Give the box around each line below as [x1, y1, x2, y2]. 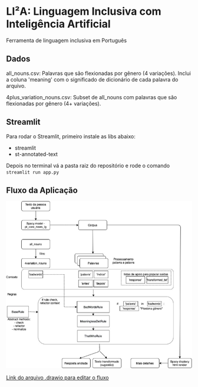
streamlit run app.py [6, 169, 60, 175]
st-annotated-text [14, 150, 58, 158]
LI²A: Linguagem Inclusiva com [6, 5, 161, 18]
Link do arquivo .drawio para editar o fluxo [6, 374, 109, 381]
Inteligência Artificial [6, 17, 111, 31]
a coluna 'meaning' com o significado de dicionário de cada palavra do [6, 76, 179, 83]
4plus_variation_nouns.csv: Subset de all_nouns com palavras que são [6, 93, 177, 100]
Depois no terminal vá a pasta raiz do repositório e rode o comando [6, 162, 170, 169]
